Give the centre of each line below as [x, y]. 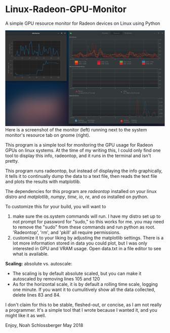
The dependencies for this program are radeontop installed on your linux [81, 191]
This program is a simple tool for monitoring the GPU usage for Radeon [79, 145]
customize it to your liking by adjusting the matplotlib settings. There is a [88, 237]
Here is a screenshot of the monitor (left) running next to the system [76, 129]
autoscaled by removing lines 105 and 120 [56, 278]
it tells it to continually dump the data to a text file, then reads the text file [81, 176]
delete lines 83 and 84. [36, 295]
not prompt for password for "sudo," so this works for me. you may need [88, 221]
